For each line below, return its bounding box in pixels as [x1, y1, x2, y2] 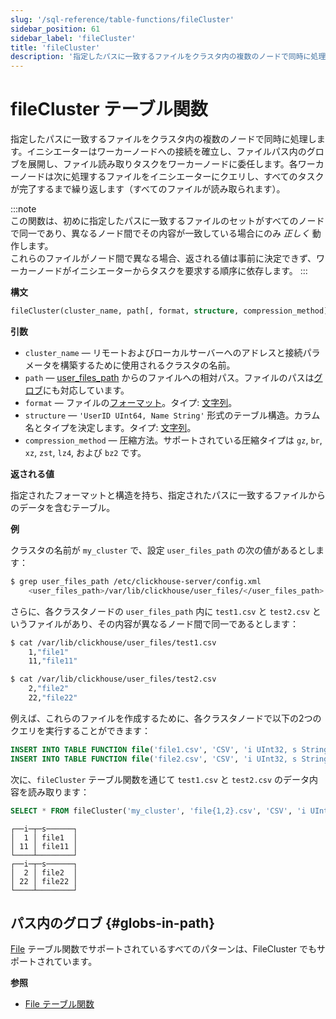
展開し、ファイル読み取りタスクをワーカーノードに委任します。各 [27, 158, 298, 170]
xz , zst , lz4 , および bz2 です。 [24, 446, 147, 458]
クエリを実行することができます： [10, 724, 151, 736]
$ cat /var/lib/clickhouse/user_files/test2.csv [10, 674, 217, 685]
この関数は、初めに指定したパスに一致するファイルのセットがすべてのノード [10, 215, 325, 227]
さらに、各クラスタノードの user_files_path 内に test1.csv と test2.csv [10, 605, 310, 617]
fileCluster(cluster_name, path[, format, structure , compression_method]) [10, 306, 333, 316]
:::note [10, 203, 37, 215]
